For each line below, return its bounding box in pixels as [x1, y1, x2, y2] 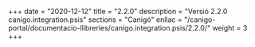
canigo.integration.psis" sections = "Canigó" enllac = [8, 15, 183, 24]
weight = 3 [212, 23, 248, 32]
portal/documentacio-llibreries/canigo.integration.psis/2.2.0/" [8, 23, 211, 32]
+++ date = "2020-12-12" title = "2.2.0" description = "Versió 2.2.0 [8, 7, 228, 16]
